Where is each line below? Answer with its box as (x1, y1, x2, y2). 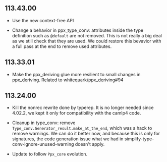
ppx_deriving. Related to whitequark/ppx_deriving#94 (12, 77, 124, 83)
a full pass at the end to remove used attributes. (12, 43, 112, 49)
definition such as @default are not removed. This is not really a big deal (12, 32, 162, 38)
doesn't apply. (75, 141, 105, 147)
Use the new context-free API (12, 17, 74, 23)
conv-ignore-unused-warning (12, 141, 74, 147)
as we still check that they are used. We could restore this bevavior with (12, 38, 161, 44)
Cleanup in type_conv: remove (12, 120, 76, 126)
